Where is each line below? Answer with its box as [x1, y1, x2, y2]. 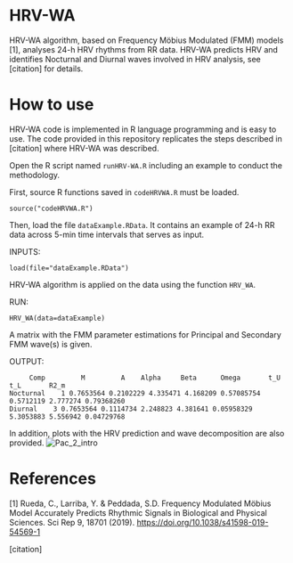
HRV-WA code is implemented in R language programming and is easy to [9, 124, 277, 135]
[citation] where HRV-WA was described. [9, 143, 159, 153]
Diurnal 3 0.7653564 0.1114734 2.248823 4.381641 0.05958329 [9, 404, 253, 413]
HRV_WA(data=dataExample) [9, 314, 105, 322]
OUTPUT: [9, 355, 45, 366]
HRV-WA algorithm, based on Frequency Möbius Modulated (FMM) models [9, 35, 284, 45]
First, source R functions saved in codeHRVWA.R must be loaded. [9, 186, 240, 197]
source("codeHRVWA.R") [9, 204, 94, 213]
